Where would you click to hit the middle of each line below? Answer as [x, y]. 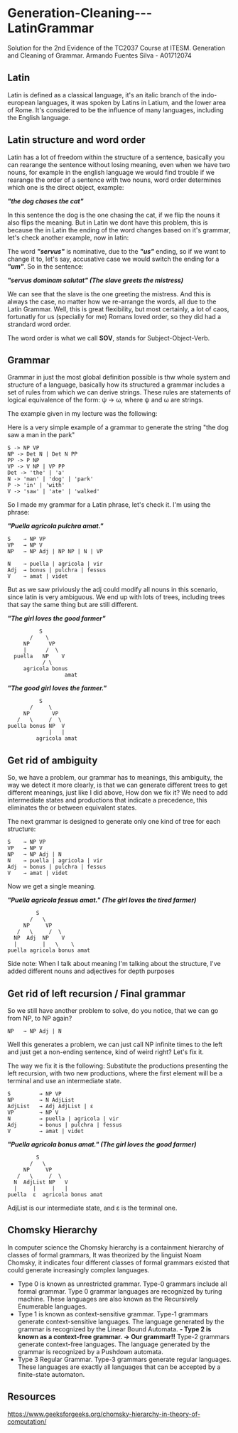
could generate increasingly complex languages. [79, 1270]
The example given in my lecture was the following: [82, 414]
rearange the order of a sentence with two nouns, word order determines [114, 180]
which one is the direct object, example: [66, 187]
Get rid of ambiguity [53, 760]
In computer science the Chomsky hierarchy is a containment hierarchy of [116, 1247]
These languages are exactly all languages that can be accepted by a [119, 1367]
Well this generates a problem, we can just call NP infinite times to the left [115, 1044]
